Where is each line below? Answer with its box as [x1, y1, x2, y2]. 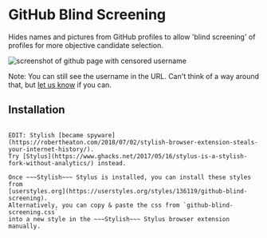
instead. [96, 159, 127, 167]
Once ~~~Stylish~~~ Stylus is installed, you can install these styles [8, 173, 251, 181]
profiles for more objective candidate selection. [8, 40, 163, 50]
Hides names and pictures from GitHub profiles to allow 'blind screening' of [8, 32, 256, 42]
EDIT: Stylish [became [8, 131, 84, 139]
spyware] [86, 131, 116, 139]
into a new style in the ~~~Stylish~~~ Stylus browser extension [8, 215, 230, 223]
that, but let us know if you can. [8, 80, 112, 89]
